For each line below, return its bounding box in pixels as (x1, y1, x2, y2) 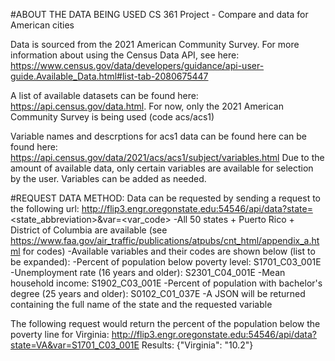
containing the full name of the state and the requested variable (10, 299, 273, 310)
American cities (10, 19, 75, 31)
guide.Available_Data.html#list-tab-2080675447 (10, 70, 209, 82)
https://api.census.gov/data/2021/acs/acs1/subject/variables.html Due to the (10, 152, 325, 163)
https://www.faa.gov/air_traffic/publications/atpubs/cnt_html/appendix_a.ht (10, 235, 320, 246)
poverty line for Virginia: (10, 329, 110, 340)
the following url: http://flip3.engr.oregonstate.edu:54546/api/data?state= (10, 203, 313, 214)
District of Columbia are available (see (10, 224, 168, 236)
